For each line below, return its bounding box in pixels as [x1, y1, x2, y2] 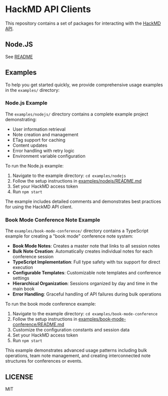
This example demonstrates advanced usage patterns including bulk [5, 347, 147, 354]
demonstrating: [5, 116, 37, 122]
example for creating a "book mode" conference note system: [5, 233, 133, 239]
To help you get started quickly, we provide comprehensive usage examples [5, 82, 163, 88]
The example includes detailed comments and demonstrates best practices [5, 198, 161, 204]
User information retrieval [12, 126, 66, 132]
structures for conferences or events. [5, 358, 83, 364]
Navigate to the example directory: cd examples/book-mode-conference [12, 311, 158, 317]
